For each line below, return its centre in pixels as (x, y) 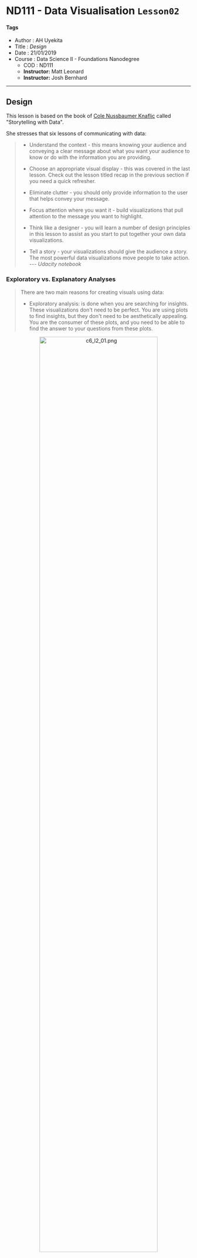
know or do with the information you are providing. (90, 157)
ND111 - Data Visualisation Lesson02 (93, 11)
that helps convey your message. (69, 199)
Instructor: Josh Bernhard (55, 78)
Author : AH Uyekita (38, 40)
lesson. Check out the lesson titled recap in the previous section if (109, 175)
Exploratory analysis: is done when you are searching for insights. (109, 303)
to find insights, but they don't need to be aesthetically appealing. (108, 316)
